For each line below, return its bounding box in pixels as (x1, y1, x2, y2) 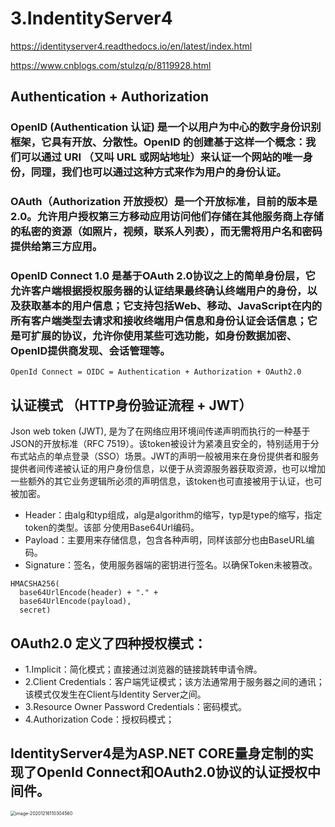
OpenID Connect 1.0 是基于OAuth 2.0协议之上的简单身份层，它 (10, 269, 316, 283)
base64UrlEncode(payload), (19, 597, 132, 607)
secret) (19, 605, 52, 616)
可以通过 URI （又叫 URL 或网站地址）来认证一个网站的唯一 (20, 150, 303, 164)
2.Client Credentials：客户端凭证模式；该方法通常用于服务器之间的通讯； (24, 676, 325, 688)
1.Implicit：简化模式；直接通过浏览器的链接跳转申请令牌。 (24, 663, 263, 676)
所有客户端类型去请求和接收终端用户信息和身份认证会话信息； (10, 314, 308, 328)
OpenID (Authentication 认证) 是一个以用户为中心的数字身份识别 (10, 120, 322, 134)
